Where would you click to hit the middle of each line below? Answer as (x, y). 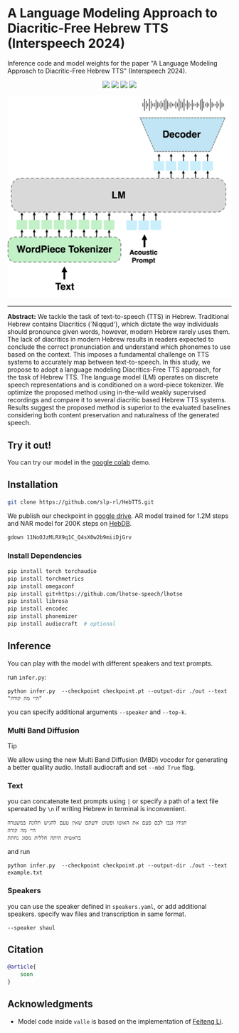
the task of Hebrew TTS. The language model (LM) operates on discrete (113, 377)
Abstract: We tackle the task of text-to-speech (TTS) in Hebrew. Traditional (118, 317)
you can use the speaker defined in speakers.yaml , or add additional (107, 906)
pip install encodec (38, 609)
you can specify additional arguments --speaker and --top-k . (97, 712)
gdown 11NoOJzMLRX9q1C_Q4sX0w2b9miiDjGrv (70, 537)
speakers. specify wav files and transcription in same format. (97, 914)
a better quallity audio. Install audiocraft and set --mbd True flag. (101, 767)
